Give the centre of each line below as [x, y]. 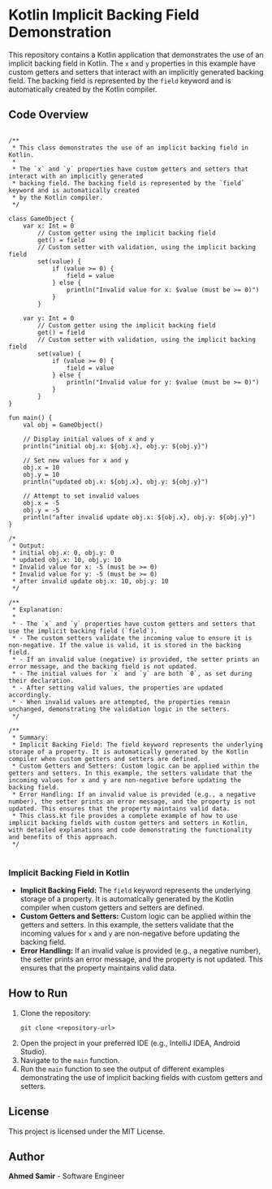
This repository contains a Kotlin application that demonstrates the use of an [136, 54]
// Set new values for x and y [76, 460]
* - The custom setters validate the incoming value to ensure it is [132, 638]
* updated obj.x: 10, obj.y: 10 [67, 560]
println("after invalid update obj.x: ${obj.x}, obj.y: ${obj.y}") [139, 517]
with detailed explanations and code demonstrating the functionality [130, 830]
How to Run [38, 994]
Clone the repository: [56, 1013]
